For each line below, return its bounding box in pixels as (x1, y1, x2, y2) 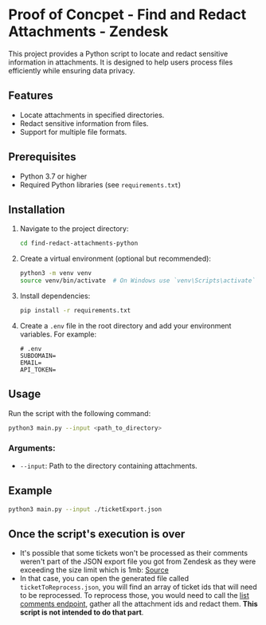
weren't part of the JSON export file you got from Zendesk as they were (19, 556, 256, 567)
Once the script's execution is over (8, 527, 186, 540)
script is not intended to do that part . (19, 607, 144, 617)
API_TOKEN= (19, 365, 57, 374)
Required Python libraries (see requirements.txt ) (19, 179, 182, 189)
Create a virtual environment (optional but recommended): (19, 254, 211, 264)
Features (8, 89, 53, 103)
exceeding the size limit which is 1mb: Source (19, 565, 169, 575)
